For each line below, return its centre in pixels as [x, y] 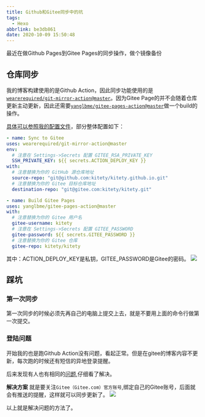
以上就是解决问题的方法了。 [41, 407]
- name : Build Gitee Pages [41, 200]
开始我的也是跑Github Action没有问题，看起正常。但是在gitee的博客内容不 [99, 353]
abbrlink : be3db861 [31, 29]
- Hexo [20, 23]
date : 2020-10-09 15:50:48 [41, 35]
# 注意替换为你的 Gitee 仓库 [45, 240]
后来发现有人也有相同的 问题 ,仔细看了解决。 [61, 374]
